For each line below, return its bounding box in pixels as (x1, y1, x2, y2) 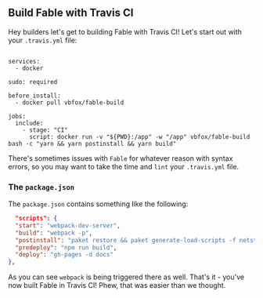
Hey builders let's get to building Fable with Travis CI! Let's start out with (8, 27, 243, 36)
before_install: (8, 92, 61, 100)
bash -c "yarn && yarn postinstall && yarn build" (8, 140, 177, 147)
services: (8, 57, 41, 65)
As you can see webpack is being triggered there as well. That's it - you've (8, 272, 245, 282)
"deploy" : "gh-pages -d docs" (15, 251, 113, 259)
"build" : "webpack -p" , (15, 229, 92, 237)
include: (15, 119, 44, 127)
